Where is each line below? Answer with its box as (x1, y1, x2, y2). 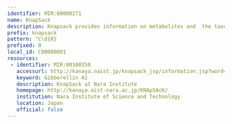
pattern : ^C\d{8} (7, 36, 57, 43)
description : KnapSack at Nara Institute (16, 81, 137, 87)
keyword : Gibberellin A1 (16, 74, 88, 81)
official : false (16, 106, 64, 113)
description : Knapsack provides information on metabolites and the (7, 23, 212, 30)
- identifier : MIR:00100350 (10, 61, 91, 68)
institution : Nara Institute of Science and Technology (16, 94, 181, 101)
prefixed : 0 (7, 42, 41, 49)
